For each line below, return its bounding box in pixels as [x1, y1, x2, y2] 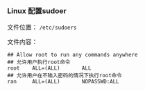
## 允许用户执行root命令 [7, 59, 71, 66]
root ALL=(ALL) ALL [7, 65, 92, 72]
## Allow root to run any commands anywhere [7, 52, 138, 59]
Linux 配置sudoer [7, 6, 67, 15]
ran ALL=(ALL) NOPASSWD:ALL [7, 78, 119, 85]
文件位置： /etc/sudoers [7, 23, 77, 32]
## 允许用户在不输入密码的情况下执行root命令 [7, 72, 123, 79]
